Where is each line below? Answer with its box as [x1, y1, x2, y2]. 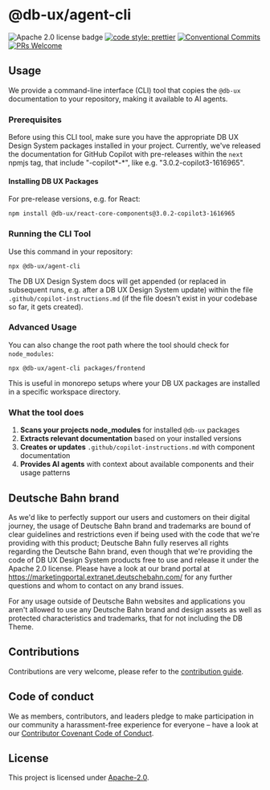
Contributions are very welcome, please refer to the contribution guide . [8, 666, 243, 676]
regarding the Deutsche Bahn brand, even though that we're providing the [8, 546, 253, 556]
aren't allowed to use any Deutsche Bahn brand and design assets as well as [8, 604, 262, 614]
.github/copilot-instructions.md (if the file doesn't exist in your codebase [8, 293, 258, 303]
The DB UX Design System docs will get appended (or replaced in [8, 276, 227, 286]
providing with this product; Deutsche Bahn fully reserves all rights [8, 538, 229, 547]
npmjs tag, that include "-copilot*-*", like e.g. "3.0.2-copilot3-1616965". [8, 158, 245, 168]
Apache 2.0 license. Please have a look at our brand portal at [8, 563, 211, 573]
